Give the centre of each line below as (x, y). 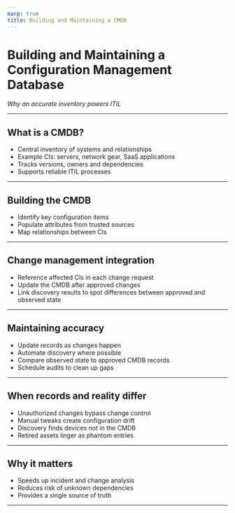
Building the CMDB (49, 200)
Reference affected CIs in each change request (85, 277)
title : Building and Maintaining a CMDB (67, 20)
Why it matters (40, 464)
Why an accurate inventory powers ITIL (64, 104)
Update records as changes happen (69, 345)
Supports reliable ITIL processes (64, 171)
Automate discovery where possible (69, 352)
